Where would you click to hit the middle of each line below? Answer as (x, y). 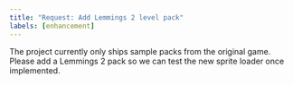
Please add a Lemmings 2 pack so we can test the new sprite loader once (147, 61)
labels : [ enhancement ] (52, 26)
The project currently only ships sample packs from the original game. (140, 51)
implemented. (35, 70)
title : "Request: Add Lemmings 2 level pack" (96, 17)
